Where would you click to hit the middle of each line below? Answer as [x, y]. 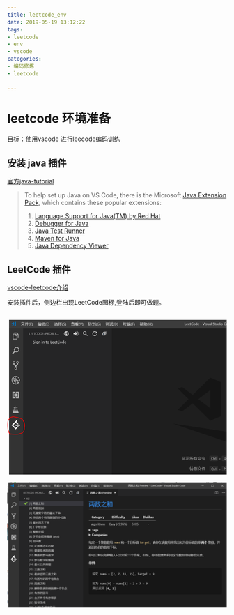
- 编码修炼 [21, 66]
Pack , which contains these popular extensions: [93, 203]
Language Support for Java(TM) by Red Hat [97, 216]
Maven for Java [57, 238]
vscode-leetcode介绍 [38, 288]
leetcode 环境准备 [59, 118]
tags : [15, 29]
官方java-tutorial [31, 181]
